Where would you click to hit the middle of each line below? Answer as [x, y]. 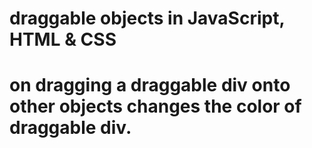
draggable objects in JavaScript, [147, 18]
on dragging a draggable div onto [150, 85]
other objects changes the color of [155, 106]
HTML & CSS [63, 39]
